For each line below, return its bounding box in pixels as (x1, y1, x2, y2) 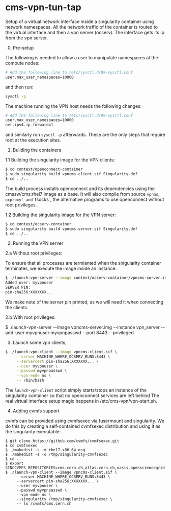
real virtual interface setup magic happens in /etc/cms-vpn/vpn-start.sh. (5, 398, 157, 404)
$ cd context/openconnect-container (5, 167, 83, 172)
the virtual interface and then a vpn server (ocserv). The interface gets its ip (5, 29, 164, 35)
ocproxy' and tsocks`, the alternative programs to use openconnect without (5, 196, 164, 202)
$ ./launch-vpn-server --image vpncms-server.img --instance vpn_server (5, 324, 160, 330)
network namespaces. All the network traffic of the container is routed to (5, 24, 158, 30)
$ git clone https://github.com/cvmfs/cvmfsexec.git (5, 438, 120, 444)
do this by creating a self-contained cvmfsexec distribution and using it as (5, 423, 161, 429)
